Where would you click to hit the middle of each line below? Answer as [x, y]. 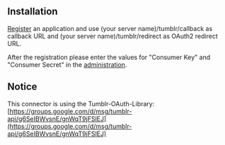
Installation [33, 12]
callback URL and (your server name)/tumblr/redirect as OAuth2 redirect [112, 36]
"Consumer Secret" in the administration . [67, 64]
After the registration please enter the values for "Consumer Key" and [109, 57]
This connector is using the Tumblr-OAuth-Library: [81, 103]
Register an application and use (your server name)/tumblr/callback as [110, 28]
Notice [22, 87]
